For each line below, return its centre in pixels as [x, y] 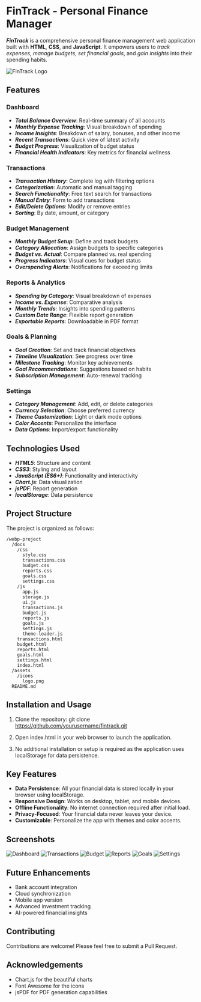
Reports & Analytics [36, 282]
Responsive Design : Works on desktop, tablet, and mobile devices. [98, 801]
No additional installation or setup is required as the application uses [99, 748]
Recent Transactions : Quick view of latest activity [77, 139]
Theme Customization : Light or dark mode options [78, 417]
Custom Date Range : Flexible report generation [74, 315]
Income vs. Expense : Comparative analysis [69, 302]
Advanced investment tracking [53, 906]
